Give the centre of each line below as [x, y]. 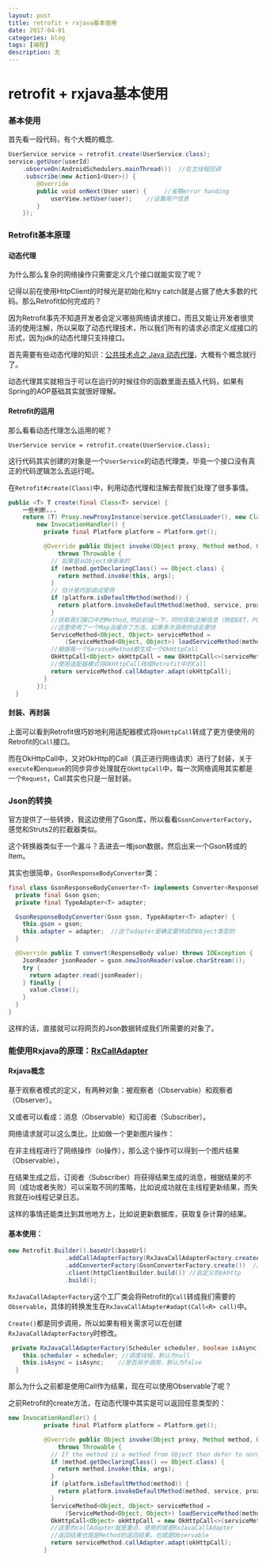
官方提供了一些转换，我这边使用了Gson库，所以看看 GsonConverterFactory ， [132, 819]
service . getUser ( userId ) [49, 162]
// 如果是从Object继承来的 [90, 561]
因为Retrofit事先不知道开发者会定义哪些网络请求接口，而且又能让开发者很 [128, 318]
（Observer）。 [32, 1100]
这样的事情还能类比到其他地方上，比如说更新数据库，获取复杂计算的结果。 [129, 1214]
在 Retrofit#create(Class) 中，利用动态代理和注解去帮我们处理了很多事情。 [131, 487]
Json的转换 [30, 801]
